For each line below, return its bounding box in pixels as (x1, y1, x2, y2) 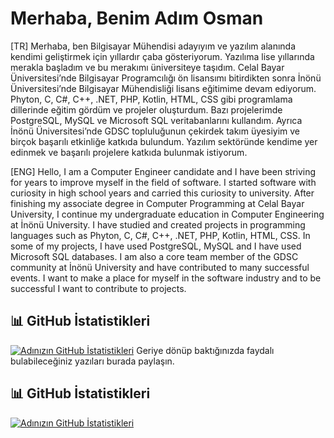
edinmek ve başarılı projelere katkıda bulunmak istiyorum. (10, 146, 248, 158)
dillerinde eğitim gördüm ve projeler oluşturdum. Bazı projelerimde (10, 103, 283, 116)
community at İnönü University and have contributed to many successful (10, 261, 310, 273)
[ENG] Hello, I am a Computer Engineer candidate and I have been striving (10, 165, 317, 177)
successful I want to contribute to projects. (10, 282, 187, 294)
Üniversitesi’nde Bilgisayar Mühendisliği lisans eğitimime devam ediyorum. (10, 82, 317, 94)
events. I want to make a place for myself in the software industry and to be (10, 272, 322, 284)
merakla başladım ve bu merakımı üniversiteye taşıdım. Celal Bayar (10, 61, 285, 73)
